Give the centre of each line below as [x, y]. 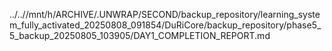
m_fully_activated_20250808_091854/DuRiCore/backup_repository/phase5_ [165, 25]
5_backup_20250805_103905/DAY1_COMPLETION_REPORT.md [140, 35]
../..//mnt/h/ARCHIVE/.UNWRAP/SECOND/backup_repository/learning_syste [165, 14]
